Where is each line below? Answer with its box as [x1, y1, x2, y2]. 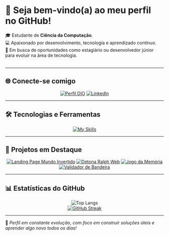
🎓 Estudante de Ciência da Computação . [5, 32, 93, 38]
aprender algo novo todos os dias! [5, 225, 77, 231]
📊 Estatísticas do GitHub [5, 184, 85, 193]
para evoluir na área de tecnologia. [5, 52, 77, 58]
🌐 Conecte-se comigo [5, 77, 76, 86]
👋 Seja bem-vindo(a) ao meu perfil [5, 5, 151, 16]
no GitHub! [5, 15, 51, 27]
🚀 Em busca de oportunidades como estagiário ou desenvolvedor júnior [5, 47, 154, 53]
